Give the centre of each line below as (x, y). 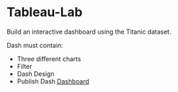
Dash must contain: (35, 45)
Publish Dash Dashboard (53, 81)
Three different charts (49, 59)
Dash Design (35, 74)
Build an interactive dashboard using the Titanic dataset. (89, 32)
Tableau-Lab (45, 12)
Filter (24, 66)
